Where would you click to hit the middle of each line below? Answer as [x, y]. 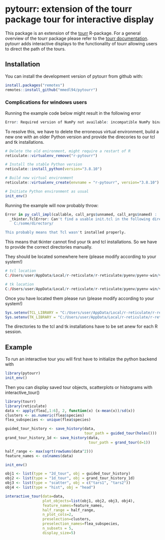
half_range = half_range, [69, 510]
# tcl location [21, 271]
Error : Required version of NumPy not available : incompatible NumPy [78, 122]
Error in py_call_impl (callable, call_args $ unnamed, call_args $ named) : [81, 214]
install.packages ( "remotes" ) [35, 85]
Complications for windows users [46, 102]
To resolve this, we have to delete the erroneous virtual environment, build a [82, 131]
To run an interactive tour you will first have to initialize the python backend [81, 359]
